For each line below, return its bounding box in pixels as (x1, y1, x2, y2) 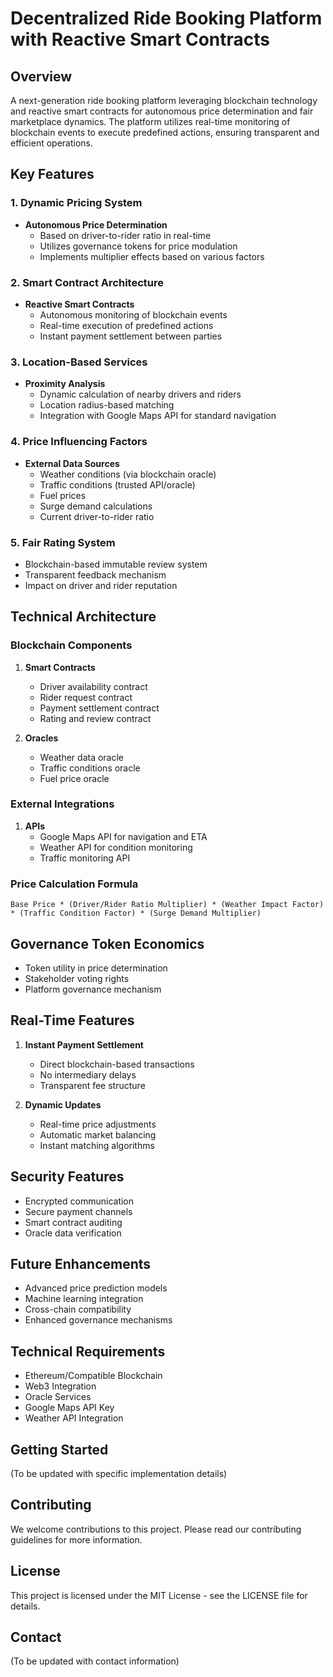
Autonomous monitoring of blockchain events (39, 308, 228, 321)
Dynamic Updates (24, 1098, 102, 1111)
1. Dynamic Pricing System (10, 196, 143, 210)
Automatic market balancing (39, 1128, 157, 1141)
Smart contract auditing (24, 1216, 123, 1228)
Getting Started (10, 1441, 109, 1458)
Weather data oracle (39, 751, 125, 763)
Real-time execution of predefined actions (39, 319, 214, 331)
